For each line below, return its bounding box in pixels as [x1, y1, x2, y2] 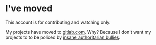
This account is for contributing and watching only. [5, 19, 111, 25]
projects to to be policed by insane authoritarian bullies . [5, 34, 121, 40]
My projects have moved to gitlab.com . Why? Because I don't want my [5, 29, 151, 35]
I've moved [5, 3, 53, 14]
